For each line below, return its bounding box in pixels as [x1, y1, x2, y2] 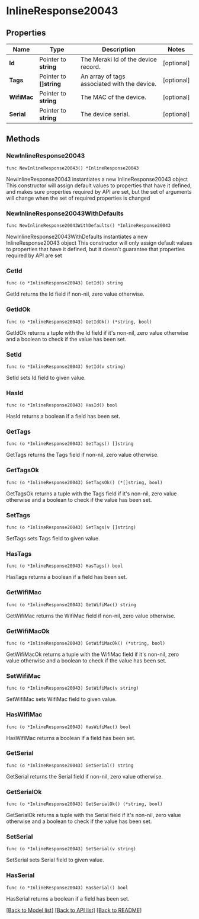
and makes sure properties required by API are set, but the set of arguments [6, 188, 192, 195]
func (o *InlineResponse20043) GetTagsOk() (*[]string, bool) [6, 479, 163, 485]
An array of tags [80, 72, 126, 81]
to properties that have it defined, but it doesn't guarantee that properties [6, 245, 185, 252]
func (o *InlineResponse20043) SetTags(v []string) [6, 524, 136, 531]
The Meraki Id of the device [80, 55, 157, 63]
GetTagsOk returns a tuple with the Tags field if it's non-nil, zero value [6, 490, 177, 497]
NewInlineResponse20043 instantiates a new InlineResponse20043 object [6, 175, 188, 182]
